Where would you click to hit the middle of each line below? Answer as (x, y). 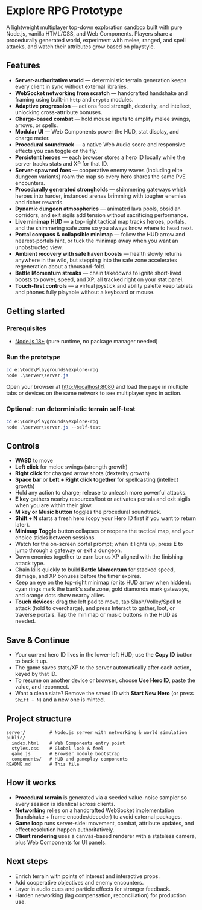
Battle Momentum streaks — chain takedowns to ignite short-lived (98, 273)
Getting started (36, 311)
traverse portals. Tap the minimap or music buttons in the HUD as (96, 615)
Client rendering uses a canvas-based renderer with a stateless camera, (106, 836)
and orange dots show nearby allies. (60, 596)
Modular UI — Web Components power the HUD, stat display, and (97, 131)
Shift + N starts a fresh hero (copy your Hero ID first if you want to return (105, 518)
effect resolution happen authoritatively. (65, 830)
